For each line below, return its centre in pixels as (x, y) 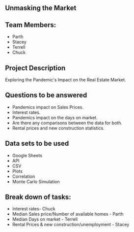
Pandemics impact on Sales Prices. (48, 107)
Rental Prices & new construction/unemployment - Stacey (71, 225)
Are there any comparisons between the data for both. (67, 123)
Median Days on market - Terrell (45, 219)
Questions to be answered (46, 95)
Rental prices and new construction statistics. (58, 128)
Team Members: (31, 25)
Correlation (24, 176)
